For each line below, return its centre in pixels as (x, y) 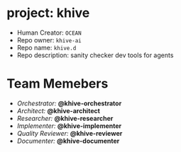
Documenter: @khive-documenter (68, 141)
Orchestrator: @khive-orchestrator (69, 103)
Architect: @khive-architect (59, 110)
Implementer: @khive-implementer (69, 126)
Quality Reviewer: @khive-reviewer (70, 133)
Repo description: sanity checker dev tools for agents (95, 55)
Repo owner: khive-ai (49, 40)
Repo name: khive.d (46, 47)
